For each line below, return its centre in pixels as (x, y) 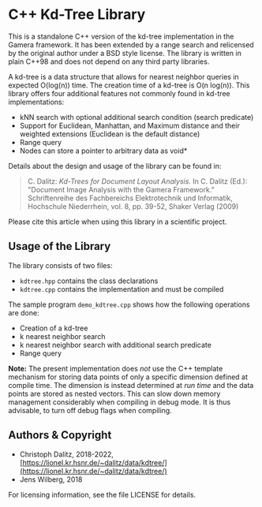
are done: (24, 312)
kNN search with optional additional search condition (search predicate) (137, 117)
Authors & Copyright (60, 435)
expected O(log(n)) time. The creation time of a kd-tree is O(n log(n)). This (129, 85)
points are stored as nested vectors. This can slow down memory (114, 393)
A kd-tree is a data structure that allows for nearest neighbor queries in (124, 76)
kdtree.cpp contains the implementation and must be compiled (122, 289)
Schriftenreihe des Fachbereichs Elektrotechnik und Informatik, (130, 198)
